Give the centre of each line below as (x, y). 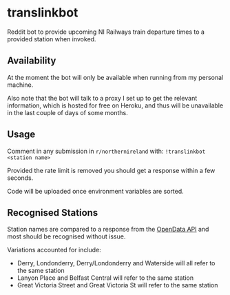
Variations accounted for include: (54, 250)
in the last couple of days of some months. (68, 112)
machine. (20, 85)
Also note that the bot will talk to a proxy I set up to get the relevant (102, 98)
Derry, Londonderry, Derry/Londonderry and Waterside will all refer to (116, 263)
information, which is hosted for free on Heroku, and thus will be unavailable (115, 105)
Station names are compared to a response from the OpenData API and (108, 230)
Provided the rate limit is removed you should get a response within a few (111, 170)
